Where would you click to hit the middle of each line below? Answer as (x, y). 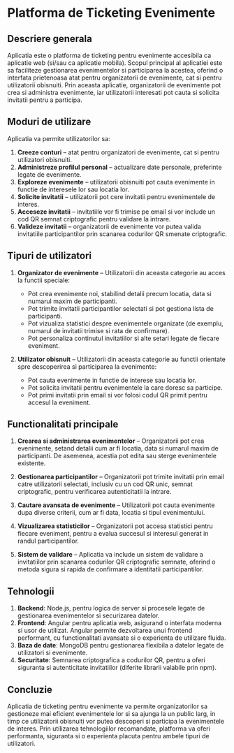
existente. (31, 463)
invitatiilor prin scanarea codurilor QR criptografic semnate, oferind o (116, 562)
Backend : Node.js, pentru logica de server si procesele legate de (111, 608)
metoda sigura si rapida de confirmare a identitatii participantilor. (110, 569)
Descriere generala (50, 39)
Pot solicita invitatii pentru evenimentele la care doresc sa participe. (125, 387)
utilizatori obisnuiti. (44, 159)
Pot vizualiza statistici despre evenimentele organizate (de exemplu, (125, 323)
